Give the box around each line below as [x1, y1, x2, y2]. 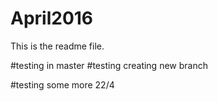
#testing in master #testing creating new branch [10, 59, 208, 71]
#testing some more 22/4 [10, 78, 115, 91]
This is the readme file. [10, 40, 105, 52]
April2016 [10, 7, 94, 30]
